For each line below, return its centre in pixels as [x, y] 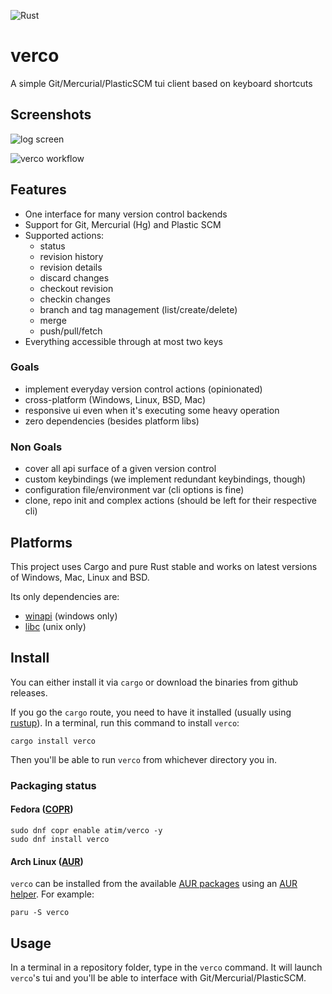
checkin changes [75, 299]
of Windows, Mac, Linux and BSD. [80, 577]
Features [38, 190]
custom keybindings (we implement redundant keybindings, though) [165, 479]
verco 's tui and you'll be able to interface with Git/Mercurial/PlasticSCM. [158, 977]
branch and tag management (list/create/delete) [138, 309]
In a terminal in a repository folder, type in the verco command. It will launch [166, 967]
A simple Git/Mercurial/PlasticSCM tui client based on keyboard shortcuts [161, 83]
